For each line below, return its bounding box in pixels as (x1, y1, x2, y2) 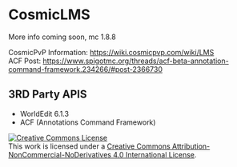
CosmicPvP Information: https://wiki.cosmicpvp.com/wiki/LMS (8, 47, 215, 57)
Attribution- (171, 141, 211, 151)
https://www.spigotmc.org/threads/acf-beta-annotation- (42, 56, 230, 66)
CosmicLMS (8, 6, 90, 24)
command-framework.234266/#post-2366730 (8, 64, 163, 74)
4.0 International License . (113, 149, 197, 159)
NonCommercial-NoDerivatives (8, 149, 112, 159)
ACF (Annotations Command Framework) (19, 117, 156, 127)
